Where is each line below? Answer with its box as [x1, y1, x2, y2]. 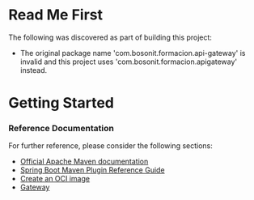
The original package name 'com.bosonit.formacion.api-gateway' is [19, 48, 246, 57]
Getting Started [8, 94, 115, 113]
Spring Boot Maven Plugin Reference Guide [19, 165, 165, 175]
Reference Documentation [8, 123, 115, 134]
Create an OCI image [19, 174, 91, 184]
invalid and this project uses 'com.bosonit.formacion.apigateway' [19, 57, 238, 66]
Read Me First [8, 6, 104, 24]
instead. [19, 65, 48, 74]
